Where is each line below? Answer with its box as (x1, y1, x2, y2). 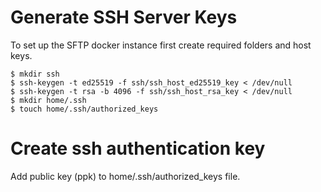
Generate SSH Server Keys (10, 6, 238, 29)
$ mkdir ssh (10, 69, 60, 79)
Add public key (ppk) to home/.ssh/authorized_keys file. (10, 170, 241, 182)
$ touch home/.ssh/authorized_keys (10, 104, 159, 114)
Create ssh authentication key (10, 137, 266, 160)
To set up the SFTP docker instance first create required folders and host (10, 39, 312, 51)
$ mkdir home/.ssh (10, 95, 87, 105)
